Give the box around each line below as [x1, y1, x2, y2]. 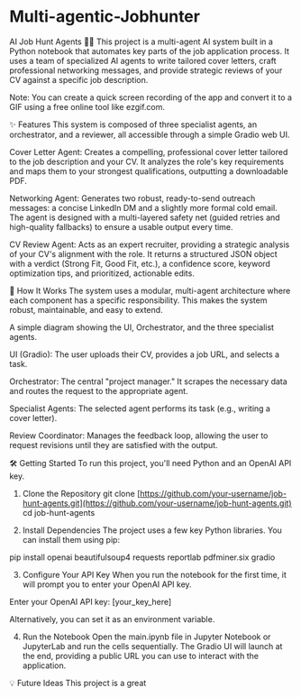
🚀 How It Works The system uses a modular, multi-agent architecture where [9, 285, 291, 296]
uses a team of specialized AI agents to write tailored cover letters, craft [9, 55, 277, 66]
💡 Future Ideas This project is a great [9, 677, 147, 688]
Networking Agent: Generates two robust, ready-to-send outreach [9, 192, 256, 204]
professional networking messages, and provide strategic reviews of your [9, 65, 283, 76]
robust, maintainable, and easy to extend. [9, 304, 164, 315]
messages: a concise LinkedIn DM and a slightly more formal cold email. [9, 202, 278, 213]
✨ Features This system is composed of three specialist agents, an [9, 119, 258, 130]
